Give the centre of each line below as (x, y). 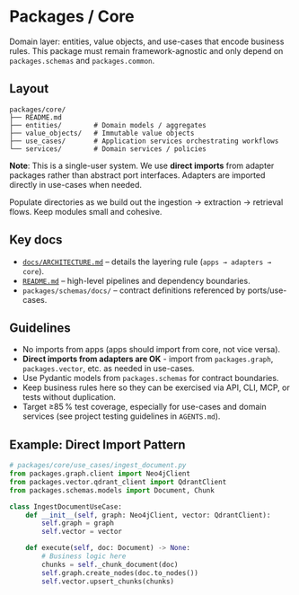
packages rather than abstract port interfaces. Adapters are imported (137, 175)
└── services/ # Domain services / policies (108, 149)
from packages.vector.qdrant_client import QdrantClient (118, 482)
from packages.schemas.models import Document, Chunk (112, 490)
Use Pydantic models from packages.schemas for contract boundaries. (150, 378)
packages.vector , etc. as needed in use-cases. (108, 369)
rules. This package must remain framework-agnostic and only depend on (146, 50)
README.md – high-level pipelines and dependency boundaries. (136, 280)
